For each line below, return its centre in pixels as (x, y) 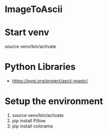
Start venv (27, 33)
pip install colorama (32, 126)
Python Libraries (40, 67)
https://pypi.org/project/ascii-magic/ (50, 81)
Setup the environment (54, 101)
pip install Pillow (29, 121)
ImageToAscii (34, 9)
